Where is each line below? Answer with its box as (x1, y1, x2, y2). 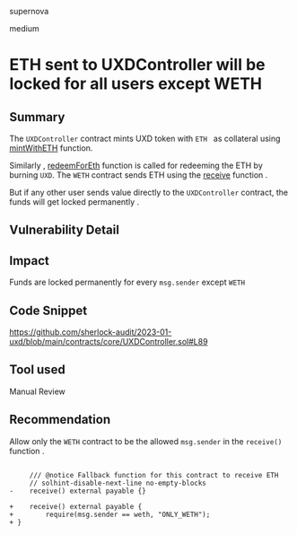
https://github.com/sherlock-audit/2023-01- (9, 327, 172, 338)
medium (9, 23, 39, 33)
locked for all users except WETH (9, 74, 263, 94)
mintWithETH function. (9, 143, 93, 153)
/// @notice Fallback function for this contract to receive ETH (29, 470, 279, 479)
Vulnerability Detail (9, 223, 119, 238)
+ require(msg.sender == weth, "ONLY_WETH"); (9, 510, 211, 519)
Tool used (9, 362, 66, 378)
